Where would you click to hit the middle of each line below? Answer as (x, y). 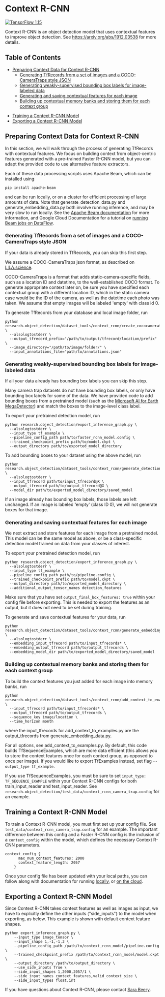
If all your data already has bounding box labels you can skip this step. (76, 381)
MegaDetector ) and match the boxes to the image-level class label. (73, 406)
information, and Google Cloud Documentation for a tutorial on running (77, 218)
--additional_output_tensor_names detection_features (66, 588)
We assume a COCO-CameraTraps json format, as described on (70, 262)
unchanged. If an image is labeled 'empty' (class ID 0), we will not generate (81, 504)
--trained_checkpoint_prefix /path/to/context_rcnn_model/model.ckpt (87, 955)
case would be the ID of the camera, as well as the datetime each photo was (82, 298)
